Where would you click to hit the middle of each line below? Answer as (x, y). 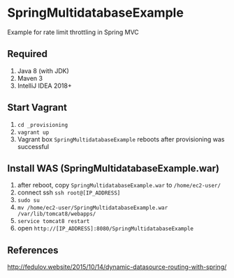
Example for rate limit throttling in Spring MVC (73, 32)
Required (27, 54)
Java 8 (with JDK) (43, 70)
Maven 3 (30, 78)
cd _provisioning (43, 125)
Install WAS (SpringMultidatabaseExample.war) (114, 168)
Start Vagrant (37, 108)
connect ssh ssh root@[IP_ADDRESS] (69, 192)
